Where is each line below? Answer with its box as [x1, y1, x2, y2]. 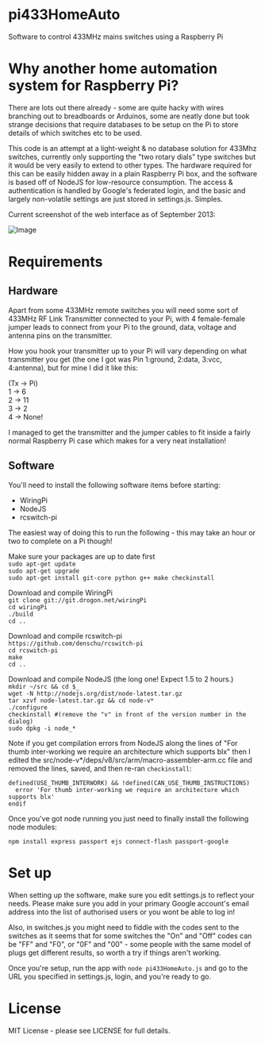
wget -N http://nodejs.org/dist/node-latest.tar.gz [8, 690, 182, 697]
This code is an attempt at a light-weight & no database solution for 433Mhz [8, 143, 257, 153]
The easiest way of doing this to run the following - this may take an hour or [8, 527, 256, 537]
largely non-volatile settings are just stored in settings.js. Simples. [8, 194, 224, 203]
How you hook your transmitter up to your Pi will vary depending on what [8, 346, 248, 355]
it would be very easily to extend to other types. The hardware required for [8, 160, 252, 170]
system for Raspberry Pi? [8, 77, 179, 95]
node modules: [8, 822, 57, 832]
